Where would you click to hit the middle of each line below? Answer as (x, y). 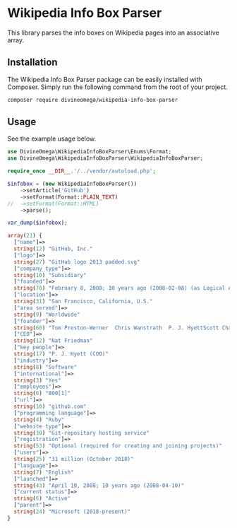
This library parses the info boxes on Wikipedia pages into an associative (114, 33)
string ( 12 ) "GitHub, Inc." (53, 249)
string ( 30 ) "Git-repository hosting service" (82, 433)
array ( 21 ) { (25, 236)
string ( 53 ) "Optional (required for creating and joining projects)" (118, 446)
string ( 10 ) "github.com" (50, 407)
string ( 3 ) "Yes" (37, 380)
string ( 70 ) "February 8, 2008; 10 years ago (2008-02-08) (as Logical (120, 288)
